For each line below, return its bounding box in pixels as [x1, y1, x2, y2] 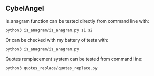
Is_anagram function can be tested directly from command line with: [5, 17, 150, 24]
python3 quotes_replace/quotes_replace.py [5, 65, 98, 71]
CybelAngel [5, 4, 45, 13]
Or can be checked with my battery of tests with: [5, 36, 109, 43]
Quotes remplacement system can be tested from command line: [5, 55, 143, 62]
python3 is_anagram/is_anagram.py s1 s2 [5, 28, 93, 33]
